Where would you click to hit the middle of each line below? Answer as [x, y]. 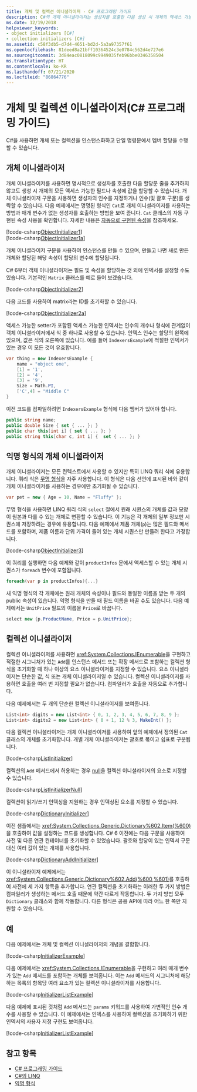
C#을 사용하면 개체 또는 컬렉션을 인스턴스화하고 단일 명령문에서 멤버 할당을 [92, 140]
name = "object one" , [43, 364]
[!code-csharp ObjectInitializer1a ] [46, 238]
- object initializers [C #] [40, 34]
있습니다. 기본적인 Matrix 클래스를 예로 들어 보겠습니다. [69, 277]
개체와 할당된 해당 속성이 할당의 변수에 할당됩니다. [63, 257]
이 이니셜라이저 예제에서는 [36, 872]
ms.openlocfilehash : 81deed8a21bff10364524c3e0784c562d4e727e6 [85, 50]
